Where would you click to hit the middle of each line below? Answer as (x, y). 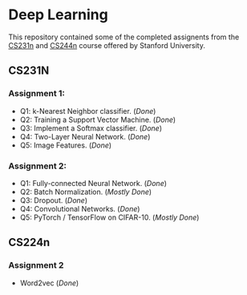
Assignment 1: (37, 94)
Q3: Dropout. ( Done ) (54, 200)
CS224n (29, 242)
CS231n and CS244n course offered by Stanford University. (107, 45)
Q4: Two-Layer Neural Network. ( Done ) (85, 136)
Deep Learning (58, 15)
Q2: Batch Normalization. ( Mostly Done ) (86, 192)
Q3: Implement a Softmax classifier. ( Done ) (91, 128)
